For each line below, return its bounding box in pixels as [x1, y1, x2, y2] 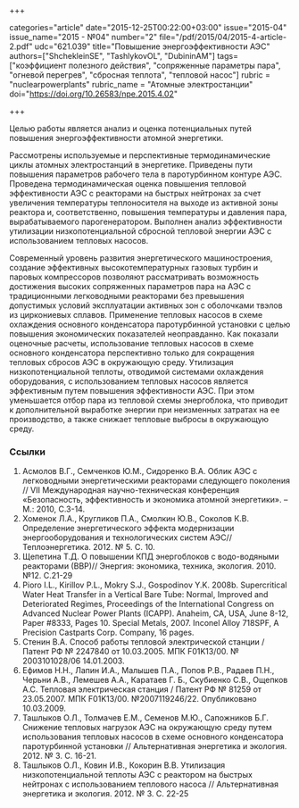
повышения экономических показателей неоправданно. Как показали [9, 329, 279, 339]
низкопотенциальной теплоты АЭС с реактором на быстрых [21, 770, 253, 780]
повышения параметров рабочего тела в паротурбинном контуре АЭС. [9, 169, 283, 179]
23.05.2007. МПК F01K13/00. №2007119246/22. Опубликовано [21, 694, 257, 704]
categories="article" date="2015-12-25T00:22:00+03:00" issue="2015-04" [9, 22, 287, 32]
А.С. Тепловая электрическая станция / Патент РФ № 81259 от [21, 684, 262, 695]
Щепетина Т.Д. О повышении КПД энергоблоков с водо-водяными [21, 551, 279, 562]
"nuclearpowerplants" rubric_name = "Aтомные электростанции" [9, 79, 253, 89]
